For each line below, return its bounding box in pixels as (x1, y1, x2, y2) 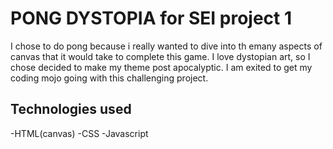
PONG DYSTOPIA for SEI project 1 (10, 7, 293, 30)
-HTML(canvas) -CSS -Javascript (10, 127, 149, 139)
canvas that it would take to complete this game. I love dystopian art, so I (10, 50, 311, 62)
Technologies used (10, 101, 132, 118)
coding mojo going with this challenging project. (10, 72, 209, 84)
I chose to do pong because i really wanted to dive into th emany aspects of (10, 40, 323, 52)
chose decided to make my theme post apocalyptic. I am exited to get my (10, 61, 313, 73)
